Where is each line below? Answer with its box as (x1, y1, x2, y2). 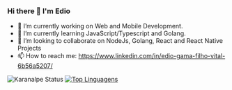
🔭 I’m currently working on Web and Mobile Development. (17, 22, 183, 30)
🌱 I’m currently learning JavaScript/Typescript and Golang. (17, 29, 186, 37)
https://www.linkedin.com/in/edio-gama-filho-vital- (78, 52, 226, 60)
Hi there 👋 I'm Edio (7, 6, 71, 16)
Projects (17, 44, 42, 53)
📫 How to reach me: (17, 52, 77, 60)
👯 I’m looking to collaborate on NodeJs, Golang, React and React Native (17, 37, 224, 45)
